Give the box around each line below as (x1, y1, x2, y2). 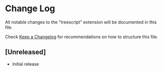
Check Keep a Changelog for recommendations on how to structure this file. (5, 34, 159, 40)
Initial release (12, 61, 39, 67)
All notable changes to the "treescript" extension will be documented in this (5, 19, 157, 25)
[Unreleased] (5, 48, 46, 56)
